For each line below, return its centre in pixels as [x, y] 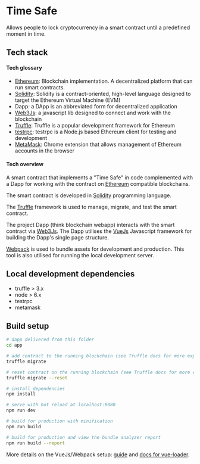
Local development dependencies [71, 274]
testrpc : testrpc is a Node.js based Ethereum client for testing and [96, 132]
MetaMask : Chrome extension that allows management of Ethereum [98, 144]
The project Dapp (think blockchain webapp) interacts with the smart [90, 225]
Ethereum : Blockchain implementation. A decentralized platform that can [104, 81]
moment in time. [26, 33]
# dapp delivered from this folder [50, 340]
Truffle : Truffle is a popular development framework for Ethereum [95, 125]
